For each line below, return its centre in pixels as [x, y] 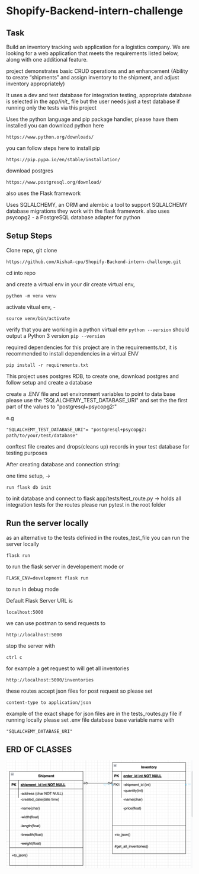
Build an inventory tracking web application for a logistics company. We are [98, 47]
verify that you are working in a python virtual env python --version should [98, 329]
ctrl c [14, 657]
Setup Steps [29, 236]
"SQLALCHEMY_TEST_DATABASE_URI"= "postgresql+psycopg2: [76, 430]
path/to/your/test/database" [42, 436]
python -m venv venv [32, 296]
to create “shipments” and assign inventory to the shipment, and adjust [93, 77]
